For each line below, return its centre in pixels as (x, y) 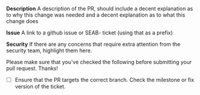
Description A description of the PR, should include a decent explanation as (100, 9)
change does (22, 21)
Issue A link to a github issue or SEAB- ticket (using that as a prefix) (90, 33)
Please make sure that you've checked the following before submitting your (99, 62)
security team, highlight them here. (49, 50)
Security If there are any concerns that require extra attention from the (93, 44)
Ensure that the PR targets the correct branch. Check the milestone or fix (104, 80)
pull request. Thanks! (32, 68)
